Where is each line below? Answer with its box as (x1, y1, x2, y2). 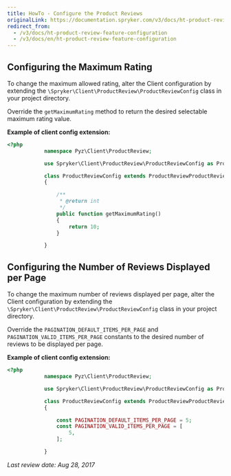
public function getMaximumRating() (56, 210, 162, 217)
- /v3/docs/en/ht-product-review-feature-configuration (13, 36, 177, 43)
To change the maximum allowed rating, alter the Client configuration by (7, 79, 212, 87)
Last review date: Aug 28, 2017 (7, 460, 95, 468)
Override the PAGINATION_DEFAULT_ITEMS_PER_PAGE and (7, 325, 159, 334)
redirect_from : (7, 23, 51, 30)
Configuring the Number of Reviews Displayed (7, 261, 210, 272)
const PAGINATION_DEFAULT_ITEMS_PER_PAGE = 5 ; (56, 417, 192, 424)
